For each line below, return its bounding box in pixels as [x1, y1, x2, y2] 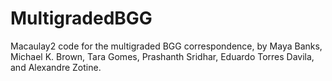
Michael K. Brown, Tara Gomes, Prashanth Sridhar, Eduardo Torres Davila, [10, 50, 315, 62]
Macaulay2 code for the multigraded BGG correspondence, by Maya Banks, [10, 40, 323, 52]
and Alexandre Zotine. [10, 61, 102, 73]
